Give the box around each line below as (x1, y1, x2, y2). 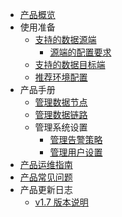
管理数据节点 (34, 96, 88, 108)
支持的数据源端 (34, 34, 97, 45)
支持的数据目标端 (34, 59, 106, 70)
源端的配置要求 (49, 46, 112, 58)
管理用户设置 (49, 146, 103, 158)
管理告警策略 (49, 134, 103, 145)
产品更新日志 (19, 184, 73, 195)
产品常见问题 (19, 171, 73, 183)
